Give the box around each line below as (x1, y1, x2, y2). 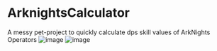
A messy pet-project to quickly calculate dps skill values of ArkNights (7, 28, 211, 36)
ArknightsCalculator (7, 5, 130, 21)
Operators (7, 35, 38, 43)
